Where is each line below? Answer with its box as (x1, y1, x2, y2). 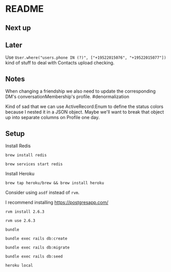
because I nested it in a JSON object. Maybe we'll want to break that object (5, 109, 164, 115)
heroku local (5, 263, 33, 268)
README (5, 3, 44, 15)
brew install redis (5, 153, 47, 158)
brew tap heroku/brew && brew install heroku (5, 180, 104, 186)
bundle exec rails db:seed (5, 254, 63, 259)
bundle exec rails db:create (5, 236, 68, 241)
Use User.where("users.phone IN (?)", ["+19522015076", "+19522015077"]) (5, 54, 166, 60)
